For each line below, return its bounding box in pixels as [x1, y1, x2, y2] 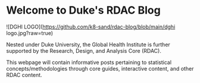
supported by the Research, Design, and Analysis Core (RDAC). [6, 47, 162, 54]
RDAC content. [6, 71, 43, 78]
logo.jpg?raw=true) [6, 29, 54, 36]
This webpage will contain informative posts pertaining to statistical [6, 59, 171, 66]
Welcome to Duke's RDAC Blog [6, 4, 161, 17]
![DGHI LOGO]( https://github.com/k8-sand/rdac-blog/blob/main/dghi [6, 23, 176, 30]
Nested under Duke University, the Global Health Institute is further [6, 41, 171, 48]
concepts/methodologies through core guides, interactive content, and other [6, 65, 194, 72]
